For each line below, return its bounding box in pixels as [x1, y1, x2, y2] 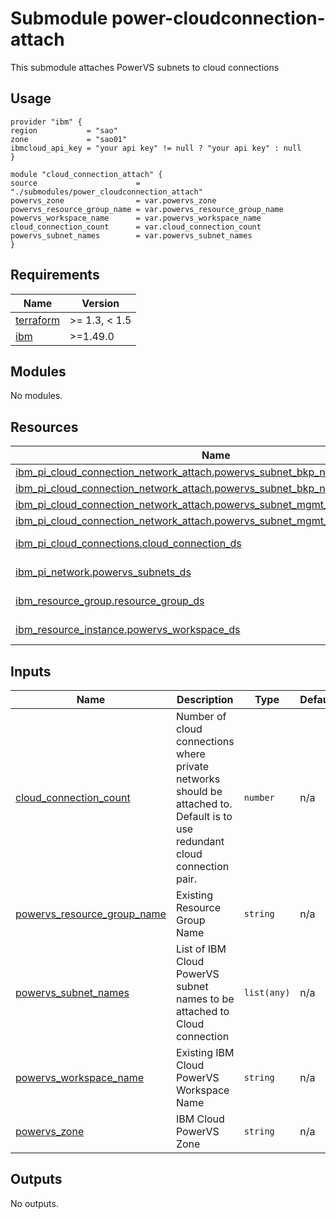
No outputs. [10, 1197, 59, 1209]
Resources [10, 418, 79, 436]
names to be [175, 992, 235, 1006]
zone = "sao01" [10, 134, 128, 144]
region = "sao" [10, 125, 118, 136]
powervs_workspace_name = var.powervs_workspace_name [10, 213, 262, 223]
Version [81, 296, 120, 310]
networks [175, 772, 221, 786]
